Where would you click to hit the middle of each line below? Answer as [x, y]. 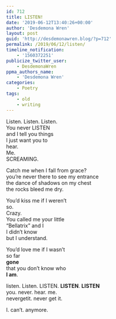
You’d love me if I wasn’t [36, 249]
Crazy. [14, 213]
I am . [12, 274]
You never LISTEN [28, 128]
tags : [13, 94]
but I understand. [27, 238]
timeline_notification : [35, 50]
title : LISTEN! [25, 17]
